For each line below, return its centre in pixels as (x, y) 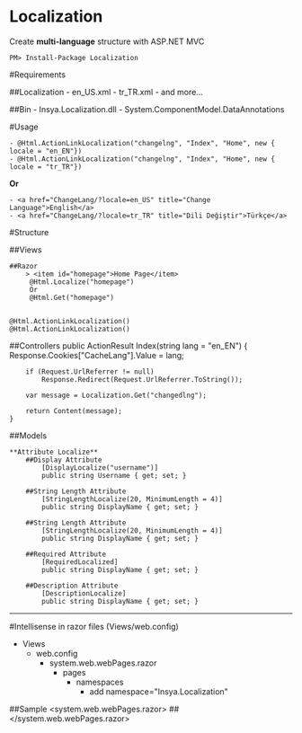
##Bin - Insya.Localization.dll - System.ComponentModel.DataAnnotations (147, 109)
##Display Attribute (64, 460)
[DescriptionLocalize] (84, 593)
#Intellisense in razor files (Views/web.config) (94, 626)
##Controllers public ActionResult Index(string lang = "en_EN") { (129, 345)
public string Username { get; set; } (114, 475)
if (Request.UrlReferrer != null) (90, 371)
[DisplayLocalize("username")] (100, 468)
